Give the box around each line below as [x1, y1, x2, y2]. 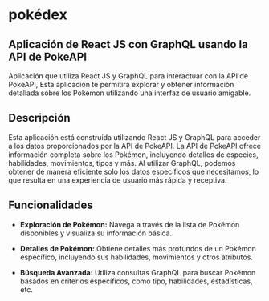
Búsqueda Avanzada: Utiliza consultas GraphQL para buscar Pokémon [19, 267, 256, 277]
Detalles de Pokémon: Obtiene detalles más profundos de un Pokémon [19, 243, 257, 253]
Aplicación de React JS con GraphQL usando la [8, 38, 249, 51]
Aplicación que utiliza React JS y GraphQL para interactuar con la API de [8, 71, 249, 81]
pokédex [8, 6, 68, 24]
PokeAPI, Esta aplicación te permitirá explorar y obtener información [8, 80, 234, 89]
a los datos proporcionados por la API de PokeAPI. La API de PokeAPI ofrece [8, 141, 261, 150]
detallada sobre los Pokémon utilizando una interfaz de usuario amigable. [8, 88, 251, 98]
